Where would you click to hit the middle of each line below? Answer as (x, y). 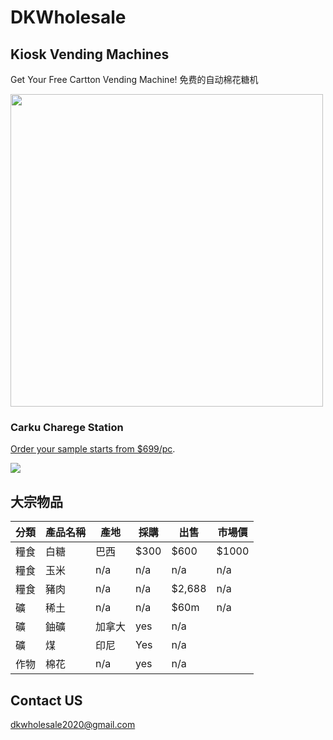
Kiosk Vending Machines (90, 54)
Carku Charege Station (67, 427)
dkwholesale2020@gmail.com (73, 724)
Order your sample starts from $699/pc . (93, 449)
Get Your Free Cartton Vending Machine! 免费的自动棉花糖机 (134, 79)
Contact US (46, 700)
